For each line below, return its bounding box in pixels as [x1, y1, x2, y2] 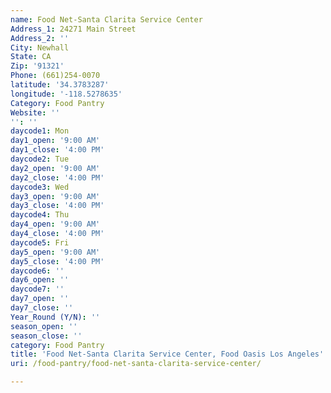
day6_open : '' [10, 275, 70, 285]
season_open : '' [10, 321, 78, 331]
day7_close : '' [10, 303, 74, 313]
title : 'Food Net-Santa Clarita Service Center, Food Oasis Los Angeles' [10, 349, 325, 360]
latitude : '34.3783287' [10, 80, 110, 90]
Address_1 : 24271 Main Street [10, 24, 137, 34]
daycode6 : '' [10, 266, 65, 276]
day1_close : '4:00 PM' [10, 145, 105, 155]
